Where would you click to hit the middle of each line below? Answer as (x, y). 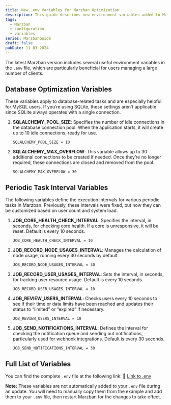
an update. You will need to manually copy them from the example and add (84, 391)
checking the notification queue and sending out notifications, (78, 334)
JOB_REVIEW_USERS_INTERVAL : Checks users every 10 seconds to (85, 299)
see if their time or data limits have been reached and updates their (83, 304)
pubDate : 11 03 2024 (27, 48)
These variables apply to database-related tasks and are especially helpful (83, 101)
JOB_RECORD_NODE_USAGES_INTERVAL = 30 (54, 265)
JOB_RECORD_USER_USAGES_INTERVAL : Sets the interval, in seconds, (88, 274)
